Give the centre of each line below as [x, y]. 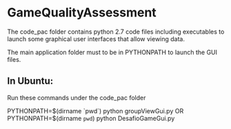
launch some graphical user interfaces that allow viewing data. [96, 38]
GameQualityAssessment [82, 13]
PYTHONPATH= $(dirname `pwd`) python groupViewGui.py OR [96, 110]
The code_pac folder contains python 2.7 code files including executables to [116, 32]
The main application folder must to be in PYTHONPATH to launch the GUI [112, 52]
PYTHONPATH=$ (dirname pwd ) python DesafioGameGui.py [91, 118]
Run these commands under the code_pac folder [77, 97]
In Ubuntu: [30, 81]
